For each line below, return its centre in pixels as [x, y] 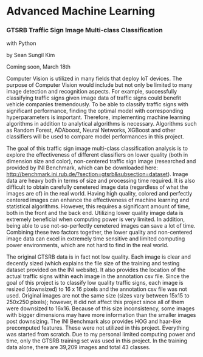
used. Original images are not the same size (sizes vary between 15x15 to [98, 296]
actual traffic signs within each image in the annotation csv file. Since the [98, 276]
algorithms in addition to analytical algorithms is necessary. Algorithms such [102, 124]
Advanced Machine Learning [81, 11]
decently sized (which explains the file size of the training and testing [93, 263]
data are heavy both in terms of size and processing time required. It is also [101, 181]
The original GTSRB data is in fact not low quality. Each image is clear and [99, 257]
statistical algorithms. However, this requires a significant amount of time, [98, 206]
